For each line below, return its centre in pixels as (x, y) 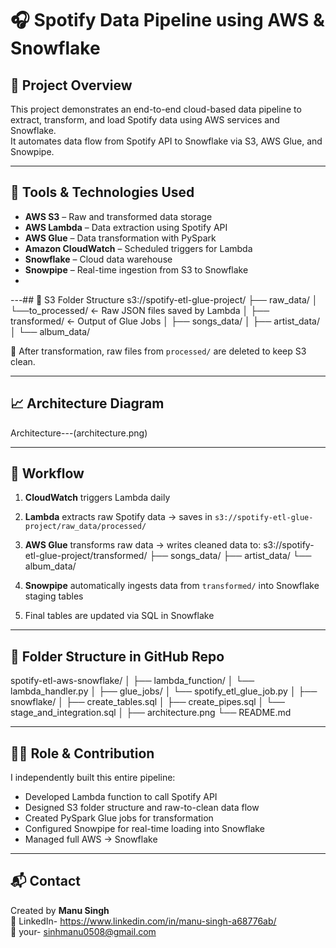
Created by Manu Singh (60, 910)
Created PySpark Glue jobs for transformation (119, 818)
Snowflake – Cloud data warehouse (98, 259)
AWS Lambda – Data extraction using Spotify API (126, 227)
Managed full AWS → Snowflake (91, 839)
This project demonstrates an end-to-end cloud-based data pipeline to (156, 109)
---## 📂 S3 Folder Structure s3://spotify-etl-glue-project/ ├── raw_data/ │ (164, 299)
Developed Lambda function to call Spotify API (121, 797)
